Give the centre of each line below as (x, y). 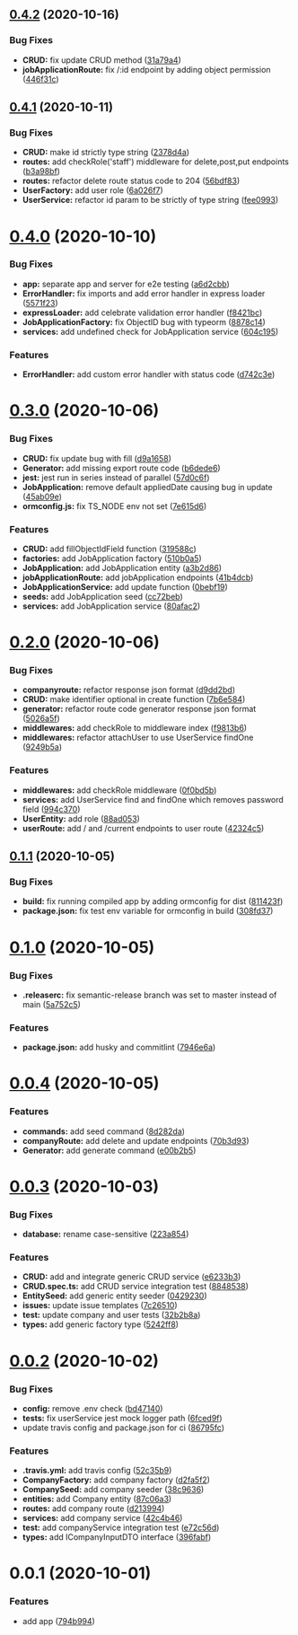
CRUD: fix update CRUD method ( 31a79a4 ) (101, 60)
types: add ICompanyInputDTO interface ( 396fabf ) (117, 1537)
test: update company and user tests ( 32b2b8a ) (111, 1315)
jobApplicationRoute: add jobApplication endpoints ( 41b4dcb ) (138, 577)
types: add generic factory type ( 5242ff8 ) (101, 1324)
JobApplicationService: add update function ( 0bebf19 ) (125, 586)
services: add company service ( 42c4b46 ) (102, 1518)
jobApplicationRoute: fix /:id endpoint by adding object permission (146, 69)
